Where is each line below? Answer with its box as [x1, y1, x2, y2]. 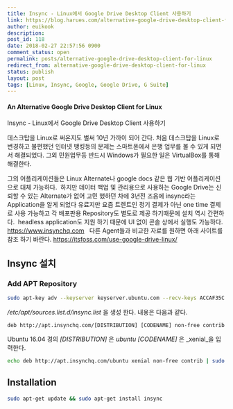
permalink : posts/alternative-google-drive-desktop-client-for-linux [7, 56, 213, 62]
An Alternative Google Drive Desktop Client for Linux [7, 102, 162, 111]
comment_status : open [7, 49, 70, 56]
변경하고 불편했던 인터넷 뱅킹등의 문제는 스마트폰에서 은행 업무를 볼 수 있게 [7, 142, 209, 151]
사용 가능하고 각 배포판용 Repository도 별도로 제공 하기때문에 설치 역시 [14, 209, 207, 217]
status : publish [7, 68, 54, 75]
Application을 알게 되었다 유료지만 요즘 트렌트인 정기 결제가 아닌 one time [7, 201, 209, 209]
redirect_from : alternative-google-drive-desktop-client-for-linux [7, 62, 207, 69]
